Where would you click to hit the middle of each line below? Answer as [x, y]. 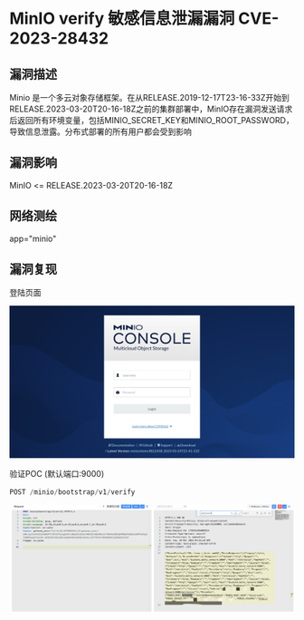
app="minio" [33, 238]
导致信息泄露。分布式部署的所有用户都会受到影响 [100, 131]
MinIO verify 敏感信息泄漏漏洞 [122, 19]
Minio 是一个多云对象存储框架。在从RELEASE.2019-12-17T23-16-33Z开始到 [149, 97]
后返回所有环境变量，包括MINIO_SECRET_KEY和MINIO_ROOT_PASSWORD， [152, 120]
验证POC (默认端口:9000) [57, 473]
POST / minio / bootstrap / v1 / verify [72, 492]
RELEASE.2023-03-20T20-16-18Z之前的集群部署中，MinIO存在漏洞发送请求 [151, 109]
